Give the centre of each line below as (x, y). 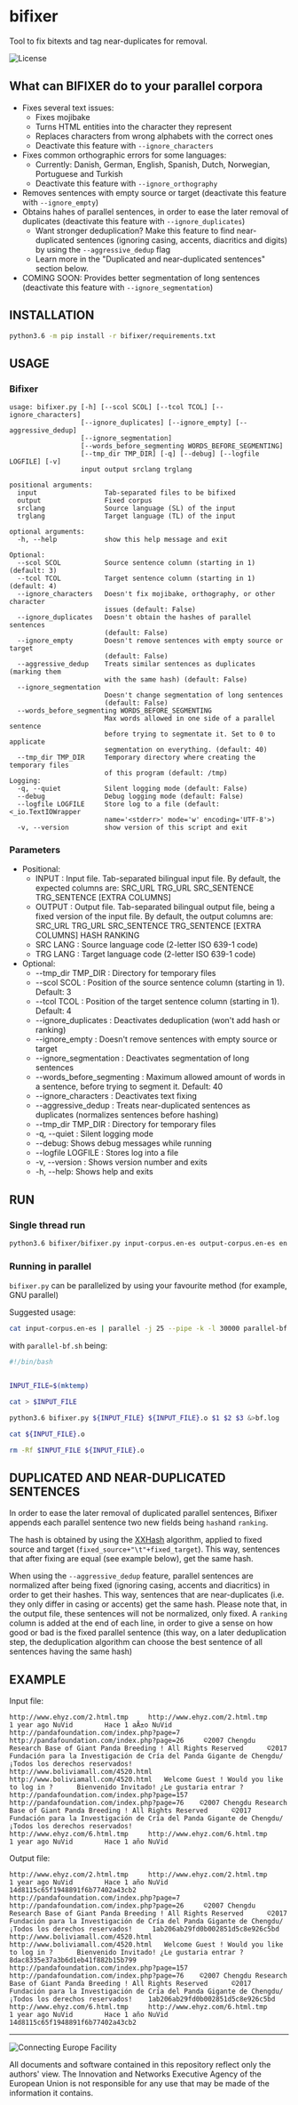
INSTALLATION (52, 315)
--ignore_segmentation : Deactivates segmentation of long (142, 1058)
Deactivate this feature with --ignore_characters (125, 145)
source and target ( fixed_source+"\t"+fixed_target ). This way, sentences (145, 1549)
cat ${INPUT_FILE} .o (47, 1434)
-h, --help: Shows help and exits (94, 1172)
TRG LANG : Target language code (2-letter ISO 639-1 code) (145, 955)
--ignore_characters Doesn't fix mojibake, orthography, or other (146, 594)
